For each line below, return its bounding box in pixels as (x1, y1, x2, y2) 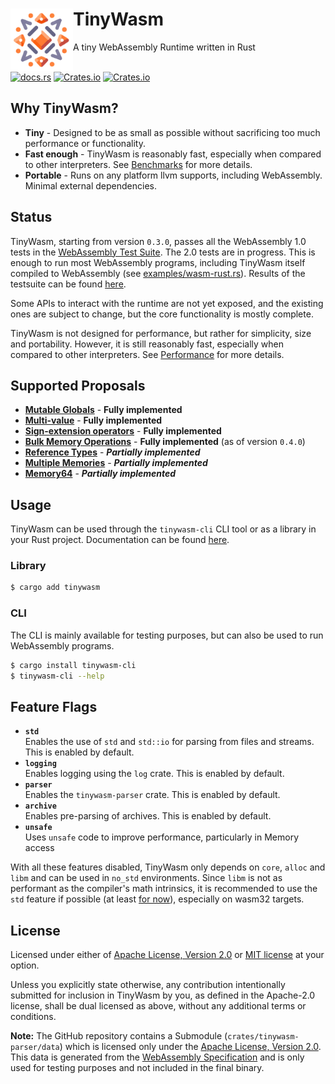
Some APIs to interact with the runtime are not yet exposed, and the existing (10, 297, 324, 309)
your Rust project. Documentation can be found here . (10, 534, 230, 546)
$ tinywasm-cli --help (10, 671, 105, 681)
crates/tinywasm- (227, 1032, 300, 1042)
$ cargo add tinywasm (10, 583, 101, 593)
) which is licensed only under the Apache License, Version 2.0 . (59, 1041, 322, 1053)
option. (10, 959, 40, 972)
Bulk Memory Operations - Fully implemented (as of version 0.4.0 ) (24, 436, 306, 448)
